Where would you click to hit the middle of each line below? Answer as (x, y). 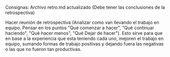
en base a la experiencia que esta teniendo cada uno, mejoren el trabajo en (84, 38)
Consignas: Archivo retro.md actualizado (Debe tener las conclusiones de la (85, 7)
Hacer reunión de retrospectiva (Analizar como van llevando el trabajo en (82, 22)
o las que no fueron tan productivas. (43, 49)
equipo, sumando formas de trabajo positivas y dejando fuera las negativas (84, 44)
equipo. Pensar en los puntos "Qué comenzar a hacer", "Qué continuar (80, 28)
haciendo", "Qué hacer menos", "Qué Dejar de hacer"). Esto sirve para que (84, 33)
